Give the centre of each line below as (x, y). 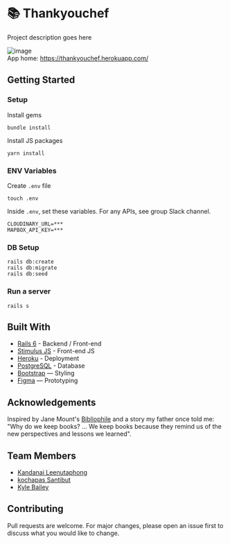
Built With (29, 327)
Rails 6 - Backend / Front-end (59, 343)
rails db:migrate (32, 268)
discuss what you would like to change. (63, 533)
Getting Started (41, 80)
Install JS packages (35, 140)
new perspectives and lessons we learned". (69, 434)
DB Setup (23, 247)
